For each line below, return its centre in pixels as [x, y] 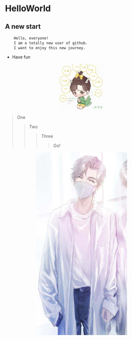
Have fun [21, 57]
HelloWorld [28, 9]
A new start [23, 27]
